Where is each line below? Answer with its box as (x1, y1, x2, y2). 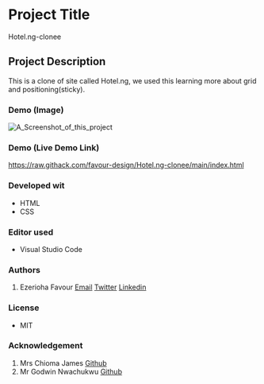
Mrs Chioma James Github (19, 358, 107, 367)
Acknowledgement (8, 340, 83, 351)
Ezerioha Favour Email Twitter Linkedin (19, 282, 147, 292)
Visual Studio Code (19, 244, 83, 254)
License (8, 302, 40, 313)
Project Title (8, 6, 90, 24)
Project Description (8, 55, 106, 68)
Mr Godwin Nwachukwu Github (19, 367, 123, 376)
